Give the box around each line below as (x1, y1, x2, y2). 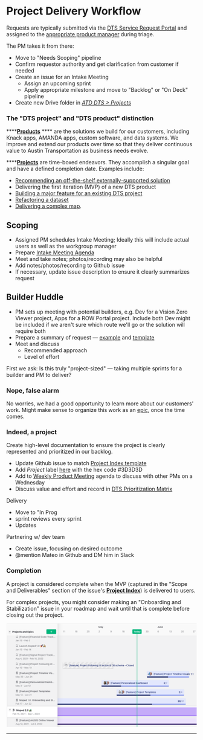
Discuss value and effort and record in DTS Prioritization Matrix (14, 485, 173, 493)
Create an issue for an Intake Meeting (14, 73, 109, 80)
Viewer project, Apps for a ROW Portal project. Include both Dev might (14, 314, 190, 321)
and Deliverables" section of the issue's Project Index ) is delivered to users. (6, 587, 196, 594)
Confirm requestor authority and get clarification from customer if (14, 60, 179, 68)
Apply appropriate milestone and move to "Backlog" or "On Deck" (24, 86, 188, 93)
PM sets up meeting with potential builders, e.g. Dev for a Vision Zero (14, 308, 188, 315)
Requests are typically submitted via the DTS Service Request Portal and (6, 24, 187, 31)
